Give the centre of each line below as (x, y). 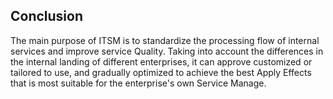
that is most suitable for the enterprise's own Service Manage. (138, 83)
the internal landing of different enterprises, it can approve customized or (161, 61)
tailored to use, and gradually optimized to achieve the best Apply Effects (161, 72)
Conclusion (47, 16)
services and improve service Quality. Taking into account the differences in (167, 51)
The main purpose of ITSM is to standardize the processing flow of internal (165, 40)
